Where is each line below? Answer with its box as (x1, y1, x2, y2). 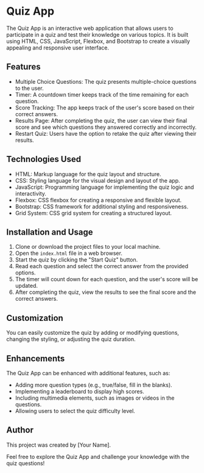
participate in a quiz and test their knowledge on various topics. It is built (6, 31, 189, 38)
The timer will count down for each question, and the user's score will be (15, 276, 199, 283)
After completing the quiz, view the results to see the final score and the (15, 288, 197, 296)
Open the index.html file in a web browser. (15, 249, 123, 257)
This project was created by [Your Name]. (6, 441, 111, 449)
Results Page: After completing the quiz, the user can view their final (15, 117, 188, 124)
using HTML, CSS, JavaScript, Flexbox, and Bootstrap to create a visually (6, 37, 191, 45)
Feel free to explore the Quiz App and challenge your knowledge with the (6, 453, 190, 460)
